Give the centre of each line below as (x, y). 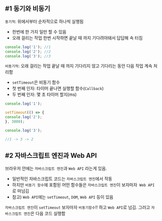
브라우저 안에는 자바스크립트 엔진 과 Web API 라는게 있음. (56, 168)
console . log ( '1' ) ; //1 (28, 47)
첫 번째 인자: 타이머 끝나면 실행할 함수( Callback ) (58, 89)
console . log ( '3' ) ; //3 (28, 56)
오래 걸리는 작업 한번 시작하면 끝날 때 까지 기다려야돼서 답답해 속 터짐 (77, 37)
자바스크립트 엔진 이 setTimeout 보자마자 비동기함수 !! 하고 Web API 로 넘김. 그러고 (78, 207)
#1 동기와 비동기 (28, 9)
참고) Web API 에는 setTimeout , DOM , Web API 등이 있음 (63, 197)
